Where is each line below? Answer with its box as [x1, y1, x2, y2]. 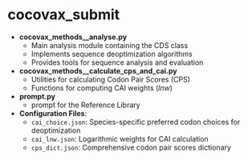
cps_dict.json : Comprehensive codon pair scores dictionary [30, 142, 232, 152]
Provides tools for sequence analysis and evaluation [30, 58, 204, 67]
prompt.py [18, 91, 55, 101]
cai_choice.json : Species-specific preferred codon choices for [30, 117, 241, 126]
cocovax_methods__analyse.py [18, 32, 128, 42]
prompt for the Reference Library [30, 100, 141, 110]
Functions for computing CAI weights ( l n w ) [30, 82, 173, 93]
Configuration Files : [18, 108, 87, 118]
